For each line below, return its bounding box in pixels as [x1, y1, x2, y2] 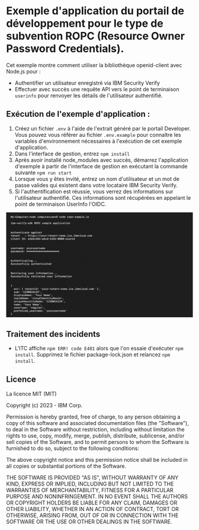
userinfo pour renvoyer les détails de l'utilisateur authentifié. [14, 92, 163, 99]
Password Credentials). [6, 42, 124, 56]
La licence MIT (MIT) [6, 390, 57, 397]
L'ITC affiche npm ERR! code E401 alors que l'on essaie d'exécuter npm [14, 345, 184, 352]
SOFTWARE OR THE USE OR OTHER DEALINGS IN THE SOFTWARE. [6, 518, 172, 525]
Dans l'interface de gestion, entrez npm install [14, 150, 130, 157]
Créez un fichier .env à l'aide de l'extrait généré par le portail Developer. [14, 124, 191, 132]
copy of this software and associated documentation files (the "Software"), [6, 419, 190, 426]
